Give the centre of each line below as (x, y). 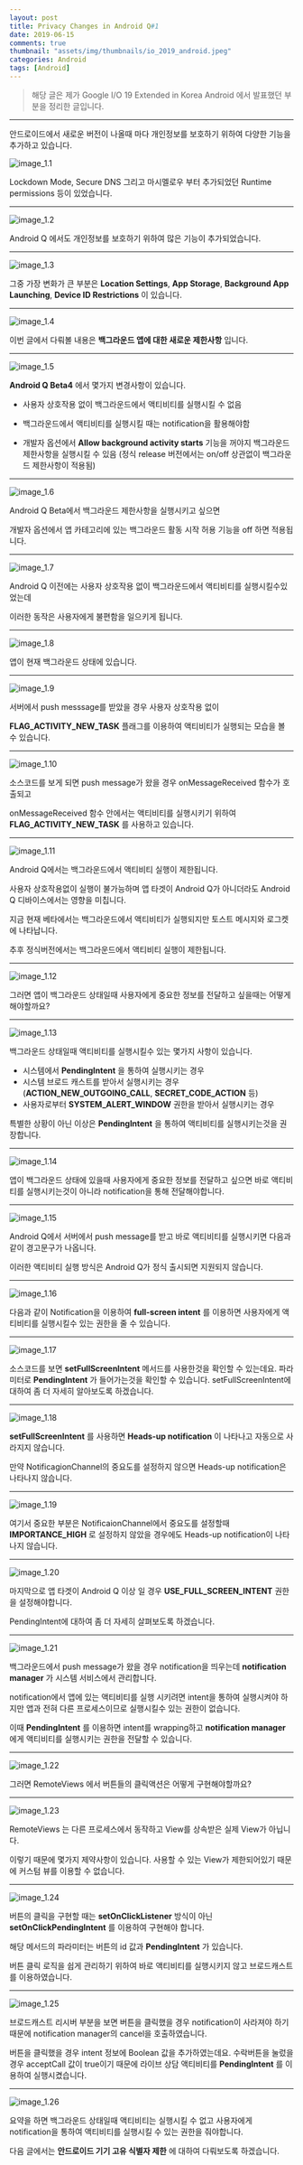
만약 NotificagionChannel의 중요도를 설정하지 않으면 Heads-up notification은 (148, 1466)
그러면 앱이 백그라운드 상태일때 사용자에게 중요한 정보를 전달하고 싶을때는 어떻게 (150, 994)
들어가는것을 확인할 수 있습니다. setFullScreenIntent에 (195, 1379)
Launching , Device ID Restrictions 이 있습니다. (96, 294)
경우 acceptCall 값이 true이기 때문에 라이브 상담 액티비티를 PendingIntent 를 (147, 2064)
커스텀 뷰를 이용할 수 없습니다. (72, 1871)
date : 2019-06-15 (42, 34)
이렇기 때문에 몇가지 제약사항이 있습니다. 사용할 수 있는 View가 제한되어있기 (142, 1859)
